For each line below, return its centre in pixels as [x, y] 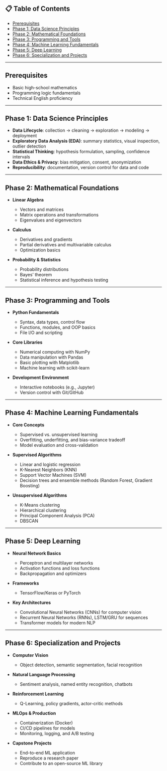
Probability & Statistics [37, 260]
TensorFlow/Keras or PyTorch [50, 592]
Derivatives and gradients [46, 239]
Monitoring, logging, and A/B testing [57, 733]
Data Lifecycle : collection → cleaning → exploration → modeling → [81, 130]
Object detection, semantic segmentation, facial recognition [81, 665]
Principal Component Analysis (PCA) [57, 515]
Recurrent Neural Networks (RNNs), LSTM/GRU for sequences [84, 617]
